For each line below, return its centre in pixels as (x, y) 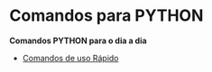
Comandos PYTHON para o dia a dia (78, 40)
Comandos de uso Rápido (70, 58)
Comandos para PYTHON (106, 16)
